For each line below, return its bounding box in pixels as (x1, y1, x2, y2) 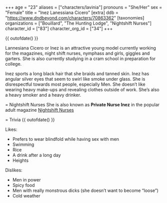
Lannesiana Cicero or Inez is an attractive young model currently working (5, 45, 156, 51)
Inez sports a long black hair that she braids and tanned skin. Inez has (5, 71, 149, 77)
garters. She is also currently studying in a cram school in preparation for (5, 56, 156, 62)
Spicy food (12, 182, 35, 188)
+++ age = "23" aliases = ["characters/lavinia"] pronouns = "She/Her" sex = (5, 5, 162, 10)
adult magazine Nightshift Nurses (5, 107, 74, 113)
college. (5, 61, 22, 67)
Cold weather (12, 193, 40, 198)
